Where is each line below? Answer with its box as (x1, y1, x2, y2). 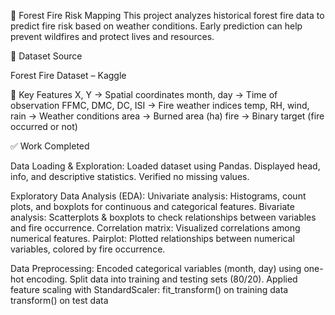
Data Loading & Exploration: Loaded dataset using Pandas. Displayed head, (10, 160, 321, 172)
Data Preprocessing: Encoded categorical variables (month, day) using (10, 263, 302, 274)
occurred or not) (10, 121, 78, 132)
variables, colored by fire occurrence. (10, 243, 166, 255)
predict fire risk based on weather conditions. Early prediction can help (10, 20, 303, 32)
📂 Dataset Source (10, 50, 83, 62)
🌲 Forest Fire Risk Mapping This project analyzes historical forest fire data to (10, 10, 325, 21)
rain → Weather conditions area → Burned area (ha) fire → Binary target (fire (10, 110, 325, 122)
